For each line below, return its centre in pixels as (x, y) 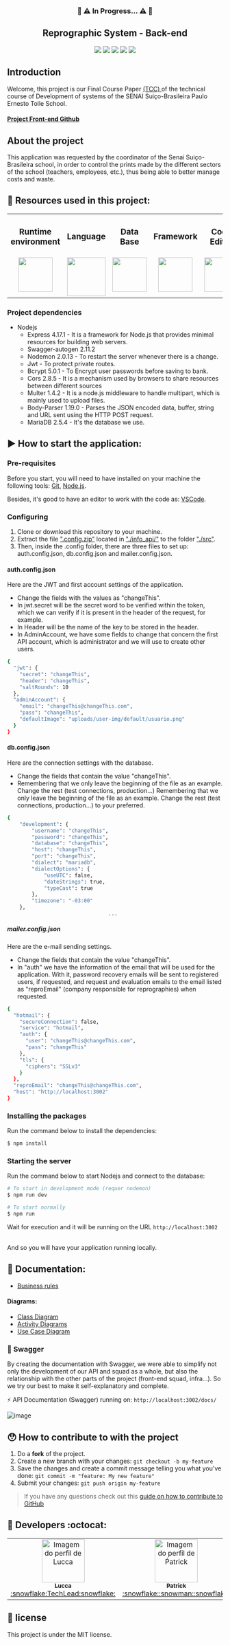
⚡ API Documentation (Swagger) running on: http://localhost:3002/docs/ (112, 1400)
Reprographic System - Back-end (115, 33)
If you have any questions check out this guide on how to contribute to (123, 1497)
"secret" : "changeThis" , (55, 674)
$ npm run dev (27, 1195)
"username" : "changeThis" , (70, 831)
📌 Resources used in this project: (79, 201)
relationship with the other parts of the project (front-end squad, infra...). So (114, 1379)
